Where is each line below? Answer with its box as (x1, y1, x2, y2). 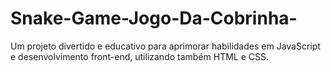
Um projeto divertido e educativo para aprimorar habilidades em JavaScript (10, 40, 321, 52)
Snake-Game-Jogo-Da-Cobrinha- (10, 7, 298, 30)
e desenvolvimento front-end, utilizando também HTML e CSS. (10, 50, 270, 62)
